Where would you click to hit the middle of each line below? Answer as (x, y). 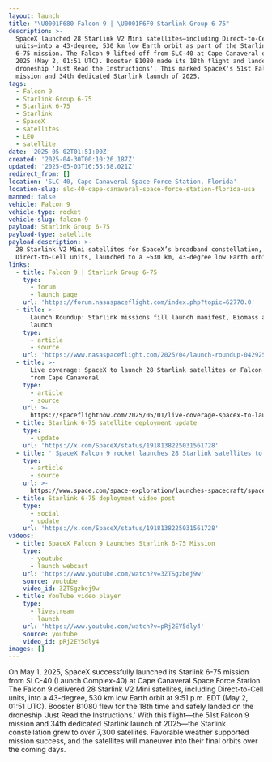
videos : (21, 536)
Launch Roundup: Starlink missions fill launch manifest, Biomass (144, 317)
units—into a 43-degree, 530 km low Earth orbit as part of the (126, 46)
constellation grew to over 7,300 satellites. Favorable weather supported (129, 732)
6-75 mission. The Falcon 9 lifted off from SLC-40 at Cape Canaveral (137, 54)
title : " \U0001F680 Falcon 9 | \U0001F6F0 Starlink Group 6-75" (119, 24)
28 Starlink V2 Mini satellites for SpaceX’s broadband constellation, (139, 250)
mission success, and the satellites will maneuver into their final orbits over (133, 741)
